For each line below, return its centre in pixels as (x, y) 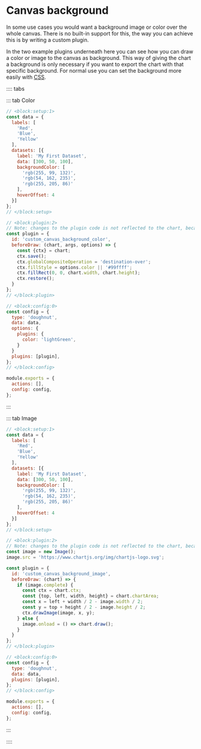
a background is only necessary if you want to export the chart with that (95, 64)
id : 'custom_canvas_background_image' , (61, 574)
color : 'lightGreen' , (49, 340)
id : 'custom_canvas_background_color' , (61, 240)
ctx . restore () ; (36, 279)
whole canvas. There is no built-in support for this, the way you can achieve (100, 33)
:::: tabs (16, 88)
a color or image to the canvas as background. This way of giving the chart (99, 58)
